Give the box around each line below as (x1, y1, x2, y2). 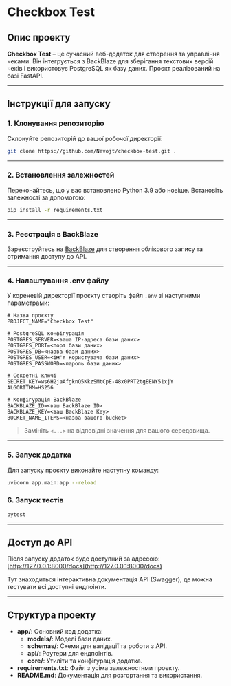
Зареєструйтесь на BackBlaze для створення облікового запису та (7, 245, 203, 253)
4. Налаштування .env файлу (7, 276, 109, 286)
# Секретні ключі (7, 372, 57, 379)
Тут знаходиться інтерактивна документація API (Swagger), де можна (7, 575, 213, 583)
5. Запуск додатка (7, 450, 72, 460)
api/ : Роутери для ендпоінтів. (27, 650, 113, 658)
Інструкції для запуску (7, 98, 111, 110)
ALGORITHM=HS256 (7, 385, 54, 392)
